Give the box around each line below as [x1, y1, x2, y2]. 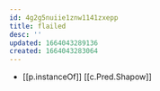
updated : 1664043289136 [9, 38, 99, 48]
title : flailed [9, 22, 67, 31]
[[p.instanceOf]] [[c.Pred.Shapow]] [22, 71, 152, 82]
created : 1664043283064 [9, 47, 99, 56]
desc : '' [9, 30, 42, 39]
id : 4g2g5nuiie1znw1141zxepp [9, 13, 119, 23]
